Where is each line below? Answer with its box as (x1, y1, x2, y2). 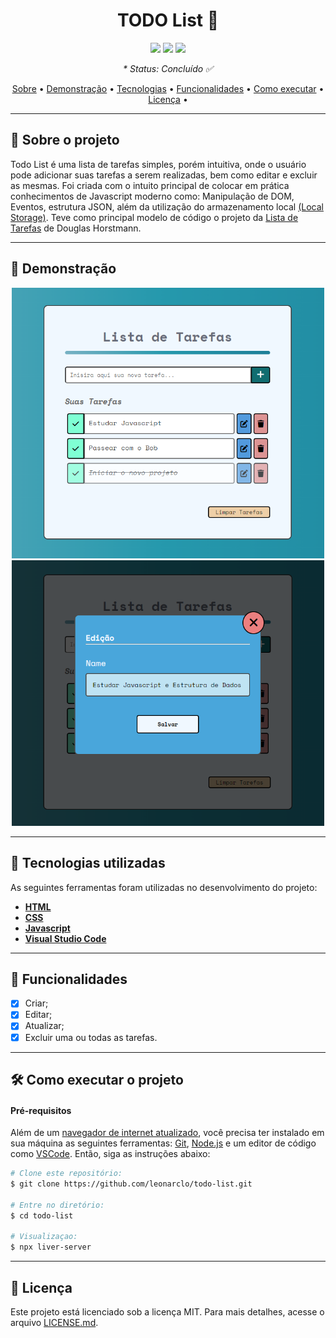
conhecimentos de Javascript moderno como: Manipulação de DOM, (10, 190, 295, 202)
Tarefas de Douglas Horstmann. (10, 222, 142, 234)
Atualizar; (24, 1020, 65, 1032)
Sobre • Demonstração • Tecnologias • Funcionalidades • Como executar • (11, 82, 325, 94)
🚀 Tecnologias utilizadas (10, 855, 166, 872)
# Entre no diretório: (10, 1200, 105, 1210)
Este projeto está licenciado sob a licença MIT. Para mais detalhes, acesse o (10, 1305, 325, 1318)
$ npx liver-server (10, 1242, 92, 1253)
